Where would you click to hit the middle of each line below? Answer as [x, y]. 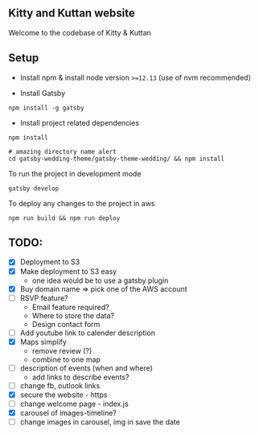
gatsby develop [34, 188]
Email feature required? [71, 307]
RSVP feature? [44, 298]
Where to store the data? [73, 315]
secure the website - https [64, 395]
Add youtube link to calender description [87, 333]
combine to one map [66, 359]
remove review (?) [62, 350]
